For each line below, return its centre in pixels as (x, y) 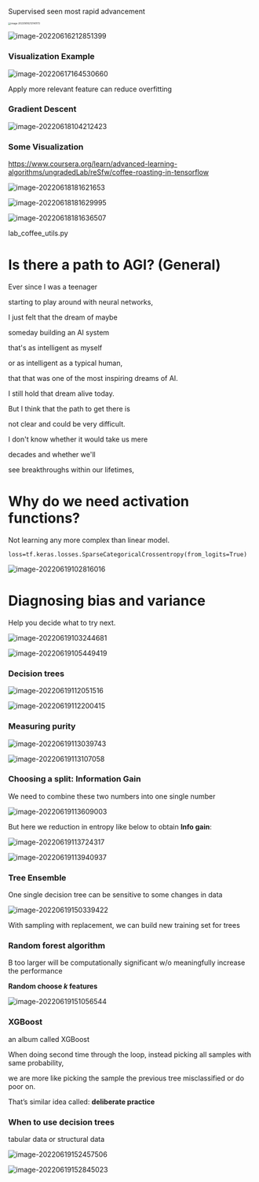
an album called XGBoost (49, 1039)
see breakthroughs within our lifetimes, (71, 470)
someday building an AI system (59, 333)
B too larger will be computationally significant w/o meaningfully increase (127, 962)
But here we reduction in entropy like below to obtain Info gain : (110, 826)
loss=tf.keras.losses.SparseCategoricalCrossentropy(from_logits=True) (128, 555)
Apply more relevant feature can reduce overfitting (90, 89)
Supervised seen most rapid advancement (77, 11)
